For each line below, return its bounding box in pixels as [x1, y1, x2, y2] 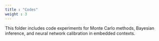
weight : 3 [5, 12, 27, 17]
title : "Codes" [5, 7, 38, 12]
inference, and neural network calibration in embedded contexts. [5, 30, 136, 36]
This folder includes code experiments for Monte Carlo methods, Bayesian [5, 25, 155, 31]
